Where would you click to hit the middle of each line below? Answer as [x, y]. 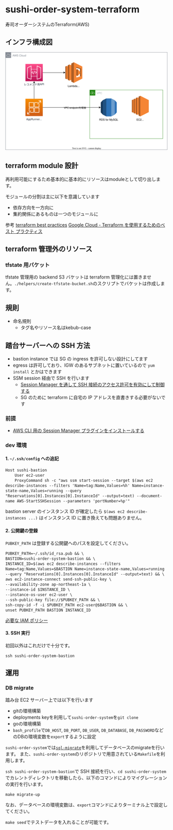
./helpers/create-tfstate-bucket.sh [54, 284]
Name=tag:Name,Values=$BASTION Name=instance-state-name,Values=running [85, 569]
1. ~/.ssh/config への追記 [32, 458]
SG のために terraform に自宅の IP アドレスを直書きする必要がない [91, 397]
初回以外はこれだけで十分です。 [39, 645]
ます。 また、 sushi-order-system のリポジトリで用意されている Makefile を [83, 754]
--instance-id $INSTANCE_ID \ [38, 590]
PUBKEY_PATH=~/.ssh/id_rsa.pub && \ [45, 554]
